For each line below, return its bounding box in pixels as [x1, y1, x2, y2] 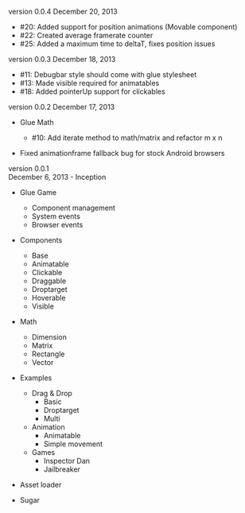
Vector [31, 358, 54, 367]
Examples [19, 373, 52, 383]
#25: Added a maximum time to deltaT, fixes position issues [19, 39, 216, 49]
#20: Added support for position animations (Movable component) [19, 22, 238, 31]
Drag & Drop [31, 389, 73, 398]
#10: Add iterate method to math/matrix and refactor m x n [31, 133, 223, 142]
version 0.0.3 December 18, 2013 [8, 55, 116, 64]
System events [31, 212, 81, 221]
